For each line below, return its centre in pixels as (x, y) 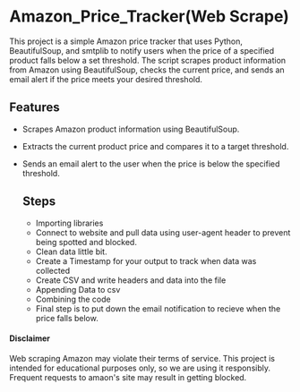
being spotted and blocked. (86, 242)
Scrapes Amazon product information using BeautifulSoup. (131, 129)
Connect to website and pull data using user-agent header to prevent (163, 232)
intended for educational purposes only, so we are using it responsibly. (140, 368)
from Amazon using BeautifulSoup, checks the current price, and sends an (147, 70)
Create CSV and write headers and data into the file (131, 280)
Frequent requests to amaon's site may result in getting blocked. (128, 377)
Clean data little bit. (71, 251)
